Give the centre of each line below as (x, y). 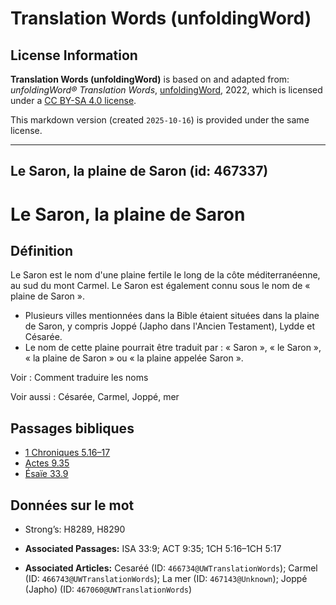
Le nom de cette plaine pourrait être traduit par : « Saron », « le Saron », (173, 348)
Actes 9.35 (47, 463)
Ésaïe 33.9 (46, 474)
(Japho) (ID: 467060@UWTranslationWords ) (108, 589)
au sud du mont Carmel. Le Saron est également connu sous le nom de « (160, 286)
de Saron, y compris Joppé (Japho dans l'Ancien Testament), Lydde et (170, 326)
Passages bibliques (72, 428)
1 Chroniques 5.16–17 (67, 453)
